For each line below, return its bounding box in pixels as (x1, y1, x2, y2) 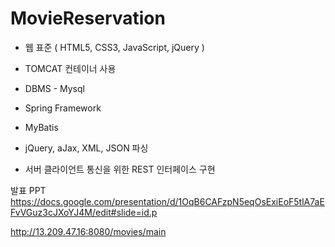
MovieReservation (10, 7, 166, 30)
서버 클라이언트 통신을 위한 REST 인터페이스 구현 (24, 163, 216, 175)
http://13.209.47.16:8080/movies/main (10, 225, 167, 237)
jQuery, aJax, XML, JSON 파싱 (24, 142, 149, 154)
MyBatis (24, 121, 59, 133)
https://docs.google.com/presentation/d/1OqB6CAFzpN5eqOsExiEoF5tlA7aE (10, 195, 325, 207)
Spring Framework (24, 102, 102, 114)
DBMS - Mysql (24, 82, 85, 94)
